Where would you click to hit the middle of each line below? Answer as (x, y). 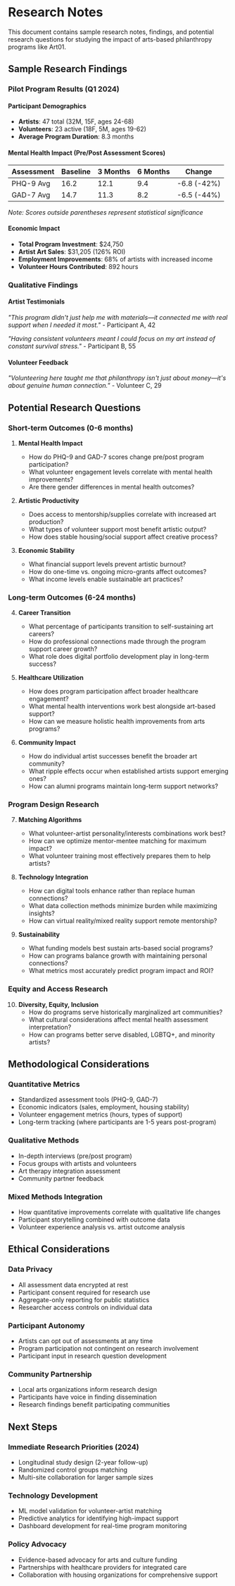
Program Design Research (53, 804)
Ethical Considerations (59, 1250)
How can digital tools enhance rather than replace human (112, 891)
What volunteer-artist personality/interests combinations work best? (127, 833)
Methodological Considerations (79, 1065)
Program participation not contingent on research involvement (108, 1349)
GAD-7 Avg (31, 195)
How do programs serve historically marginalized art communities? (126, 1012)
